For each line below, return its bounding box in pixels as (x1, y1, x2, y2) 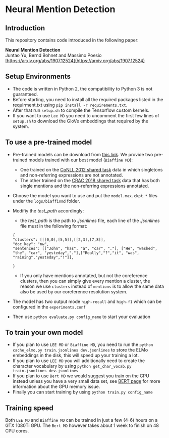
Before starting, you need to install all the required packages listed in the (12, 96, 163, 102)
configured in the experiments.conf (12, 303, 86, 310)
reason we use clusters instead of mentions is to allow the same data (20, 283, 164, 289)
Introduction (5, 24, 45, 32)
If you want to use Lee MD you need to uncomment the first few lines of (12, 112, 159, 118)
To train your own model (5, 328, 83, 337)
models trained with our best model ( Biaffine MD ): (28, 157, 133, 163)
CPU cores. (5, 428, 29, 434)
